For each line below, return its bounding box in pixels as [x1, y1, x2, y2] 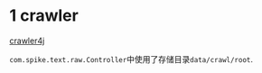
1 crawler [9, 5, 79, 26]
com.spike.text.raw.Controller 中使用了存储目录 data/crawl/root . [9, 53, 254, 64]
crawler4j [9, 35, 45, 46]
